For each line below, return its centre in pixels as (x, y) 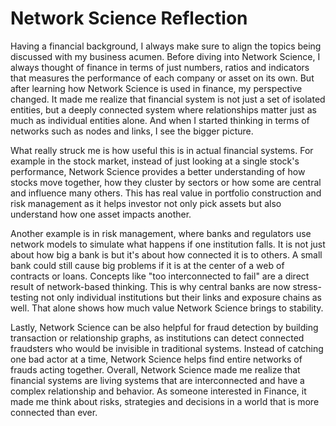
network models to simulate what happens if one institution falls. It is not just (168, 244)
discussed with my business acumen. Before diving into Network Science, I (165, 56)
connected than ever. (54, 412)
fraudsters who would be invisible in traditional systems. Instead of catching (167, 348)
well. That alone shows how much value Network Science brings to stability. (167, 308)
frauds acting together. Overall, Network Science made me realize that (155, 369)
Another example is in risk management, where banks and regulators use (161, 233)
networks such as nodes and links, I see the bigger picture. (132, 131)
